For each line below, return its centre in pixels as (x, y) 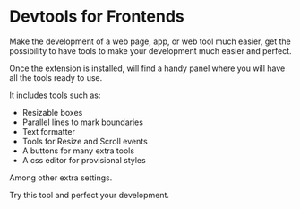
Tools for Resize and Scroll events (85, 141)
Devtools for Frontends (97, 17)
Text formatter (49, 131)
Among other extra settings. (61, 178)
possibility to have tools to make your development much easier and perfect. (151, 50)
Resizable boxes (52, 112)
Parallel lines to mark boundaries (82, 122)
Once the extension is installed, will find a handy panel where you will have (147, 68)
